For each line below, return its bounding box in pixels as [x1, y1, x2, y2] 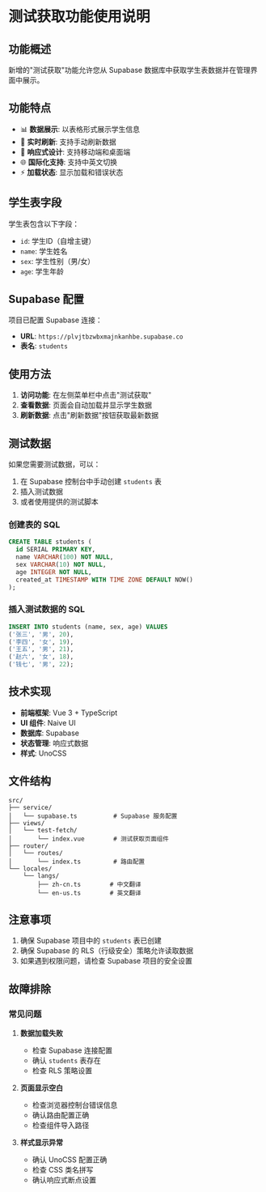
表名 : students [19, 341, 69, 351]
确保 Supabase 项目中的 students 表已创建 [19, 936, 162, 946]
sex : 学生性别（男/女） [19, 256, 95, 266]
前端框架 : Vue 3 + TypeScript [19, 708, 118, 717]
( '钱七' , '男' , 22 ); [8, 661, 74, 669]
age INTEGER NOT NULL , [15, 568, 92, 576]
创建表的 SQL [8, 519, 61, 530]
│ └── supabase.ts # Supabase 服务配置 [8, 811, 178, 820]
